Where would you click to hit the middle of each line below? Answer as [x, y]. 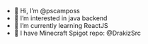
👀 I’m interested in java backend [61, 18]
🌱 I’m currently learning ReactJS [61, 25]
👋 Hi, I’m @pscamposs [47, 11]
